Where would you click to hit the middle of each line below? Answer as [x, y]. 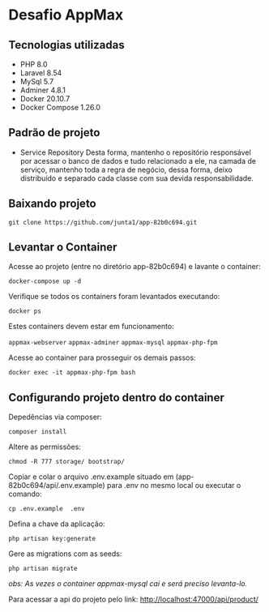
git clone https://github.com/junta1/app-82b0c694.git [103, 222]
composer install [38, 432]
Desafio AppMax [66, 15]
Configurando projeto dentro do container [116, 398]
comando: [25, 494]
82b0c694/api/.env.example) [57, 486]
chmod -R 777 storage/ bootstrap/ [67, 462]
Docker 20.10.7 [45, 98]
